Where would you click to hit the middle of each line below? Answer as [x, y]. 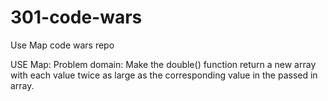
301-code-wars [76, 17]
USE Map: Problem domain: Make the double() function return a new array [163, 64]
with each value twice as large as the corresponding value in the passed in [164, 75]
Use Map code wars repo [62, 45]
